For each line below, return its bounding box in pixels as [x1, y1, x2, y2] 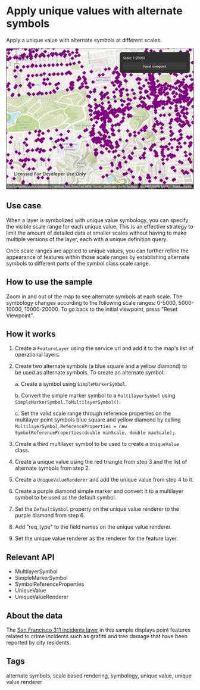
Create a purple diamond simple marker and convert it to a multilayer [14, 488, 184, 495]
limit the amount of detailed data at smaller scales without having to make [6, 229, 187, 236]
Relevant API [6, 552, 55, 562]
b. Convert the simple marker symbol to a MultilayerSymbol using [14, 392, 176, 399]
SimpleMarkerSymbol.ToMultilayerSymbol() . [14, 398, 121, 405]
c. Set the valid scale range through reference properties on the [14, 410, 171, 417]
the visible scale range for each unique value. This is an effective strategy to [6, 223, 193, 230]
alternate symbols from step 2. [14, 464, 90, 472]
